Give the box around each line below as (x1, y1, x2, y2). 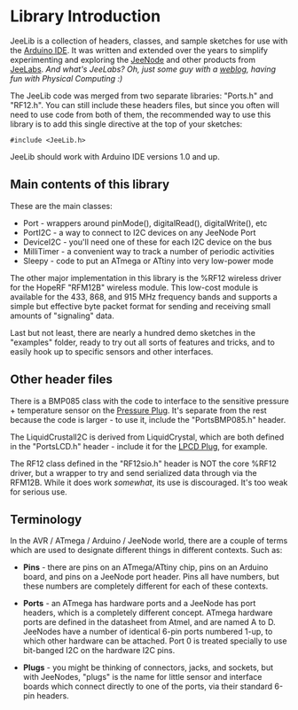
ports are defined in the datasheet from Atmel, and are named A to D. (22, 617, 276, 628)
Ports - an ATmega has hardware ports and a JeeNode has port (22, 598, 256, 609)
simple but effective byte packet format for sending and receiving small (10, 300, 271, 311)
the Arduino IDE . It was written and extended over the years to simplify (10, 44, 269, 55)
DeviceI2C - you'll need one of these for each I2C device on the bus (22, 237, 272, 247)
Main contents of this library (10, 177, 170, 192)
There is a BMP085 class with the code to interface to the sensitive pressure (10, 395, 289, 406)
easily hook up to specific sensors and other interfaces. (10, 346, 214, 356)
